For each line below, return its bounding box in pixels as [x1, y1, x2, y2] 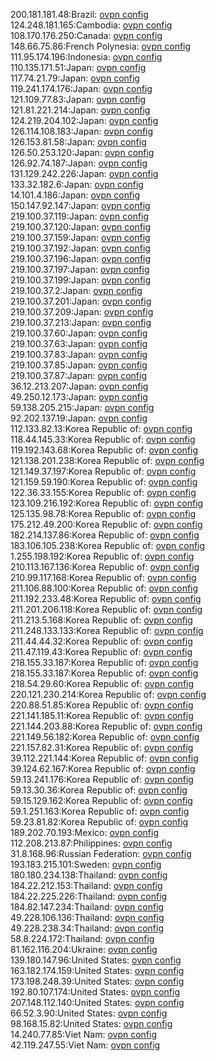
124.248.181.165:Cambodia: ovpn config [10, 19, 173, 31]
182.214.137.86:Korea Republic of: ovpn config [10, 529, 200, 541]
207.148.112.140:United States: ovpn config [10, 997, 185, 1008]
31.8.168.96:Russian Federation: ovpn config [10, 848, 192, 859]
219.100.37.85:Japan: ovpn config [10, 359, 148, 371]
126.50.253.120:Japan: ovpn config [10, 147, 155, 158]
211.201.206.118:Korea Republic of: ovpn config [10, 604, 203, 615]
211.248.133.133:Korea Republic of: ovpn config [10, 625, 204, 636]
